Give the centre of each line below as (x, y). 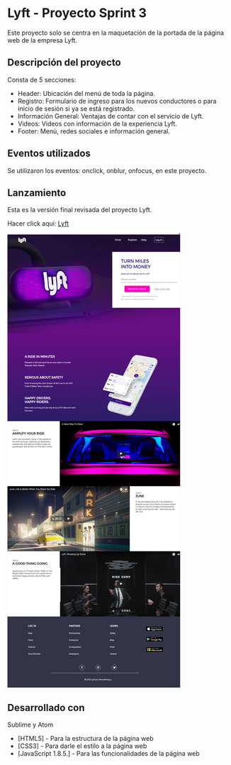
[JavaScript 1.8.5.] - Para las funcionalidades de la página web (108, 754)
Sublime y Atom (30, 725)
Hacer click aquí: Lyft (38, 224)
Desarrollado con (46, 708)
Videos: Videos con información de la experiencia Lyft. (97, 123)
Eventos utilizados (49, 154)
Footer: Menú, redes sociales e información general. (94, 131)
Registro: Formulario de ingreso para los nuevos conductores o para (117, 101)
